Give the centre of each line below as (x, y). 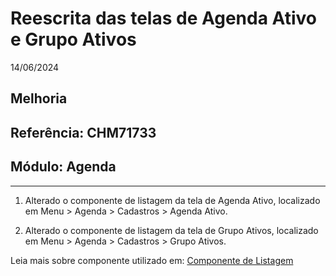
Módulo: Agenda (63, 167)
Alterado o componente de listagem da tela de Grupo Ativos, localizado (171, 230)
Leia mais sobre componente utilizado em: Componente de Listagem (152, 260)
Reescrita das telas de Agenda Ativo (163, 18)
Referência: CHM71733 (83, 132)
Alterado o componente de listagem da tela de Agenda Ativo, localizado (172, 200)
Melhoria (39, 98)
